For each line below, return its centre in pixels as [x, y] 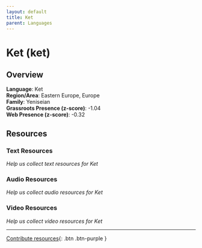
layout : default [26, 12]
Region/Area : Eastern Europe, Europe [53, 95]
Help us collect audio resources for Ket [55, 192]
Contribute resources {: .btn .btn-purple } [57, 238]
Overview [25, 75]
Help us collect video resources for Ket [54, 221]
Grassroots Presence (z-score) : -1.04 [54, 108]
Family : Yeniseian [28, 102]
